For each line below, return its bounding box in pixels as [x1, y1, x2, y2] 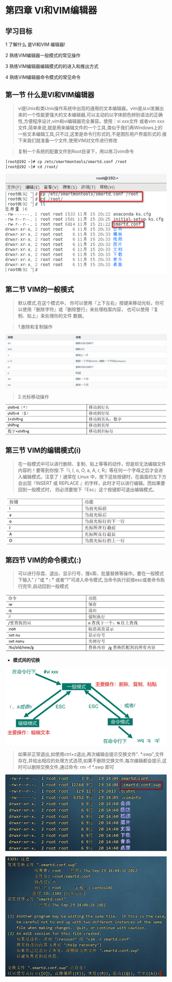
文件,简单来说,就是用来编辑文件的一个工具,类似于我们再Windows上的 [17, 124, 163, 131]
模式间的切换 [12, 657, 40, 663]
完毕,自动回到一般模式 [22, 583, 69, 589]
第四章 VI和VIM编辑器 [5, 5, 97, 16]
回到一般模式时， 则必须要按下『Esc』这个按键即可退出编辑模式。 [17, 486, 157, 492]
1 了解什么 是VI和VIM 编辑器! [5, 42, 66, 47]
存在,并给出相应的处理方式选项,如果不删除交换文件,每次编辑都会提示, [17, 757, 162, 764]
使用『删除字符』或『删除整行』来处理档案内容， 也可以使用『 [22, 306, 154, 312]
